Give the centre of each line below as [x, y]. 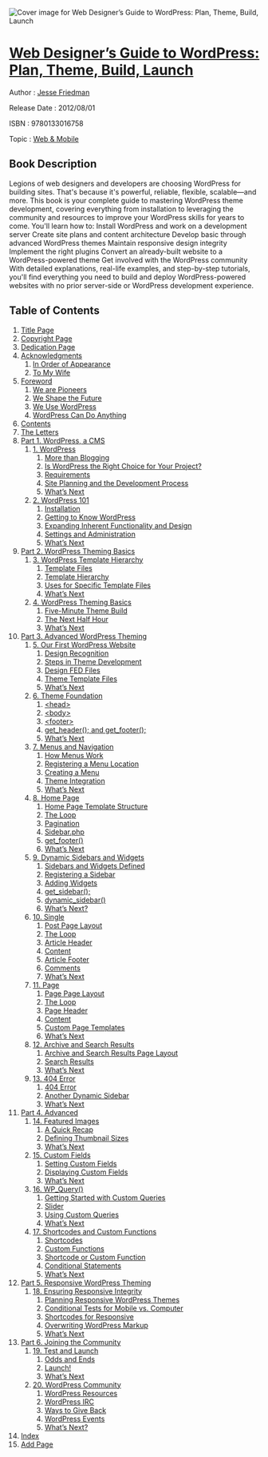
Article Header [68, 942]
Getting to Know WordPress [90, 517]
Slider [54, 1206]
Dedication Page [48, 347]
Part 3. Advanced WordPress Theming [83, 636]
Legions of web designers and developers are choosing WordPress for [125, 183]
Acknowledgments [51, 355]
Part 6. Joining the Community [71, 1342]
